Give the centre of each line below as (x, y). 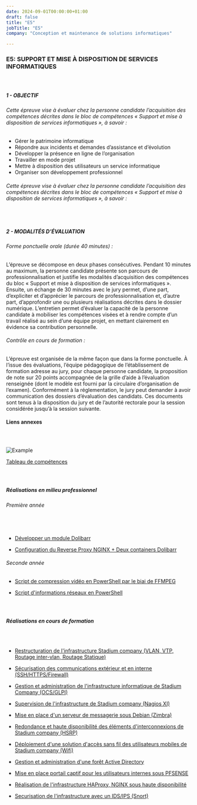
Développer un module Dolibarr (53, 538)
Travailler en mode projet (45, 160)
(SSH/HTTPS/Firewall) (41, 674)
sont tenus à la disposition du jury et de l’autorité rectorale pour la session (96, 402)
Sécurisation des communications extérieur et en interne (83, 668)
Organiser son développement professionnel (69, 172)
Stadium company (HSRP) (46, 733)
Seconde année (25, 563)
